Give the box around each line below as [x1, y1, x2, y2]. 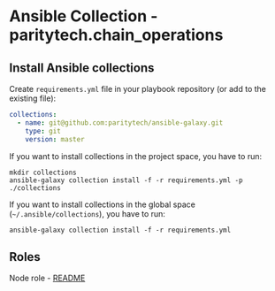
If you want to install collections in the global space [9, 199, 196, 210]
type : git [25, 126, 62, 135]
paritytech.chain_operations [9, 25, 224, 45]
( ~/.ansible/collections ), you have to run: [9, 208, 166, 218]
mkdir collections [9, 168, 77, 177]
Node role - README [9, 272, 86, 284]
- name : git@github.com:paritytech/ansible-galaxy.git [17, 118, 224, 127]
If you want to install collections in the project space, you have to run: [9, 150, 263, 161]
